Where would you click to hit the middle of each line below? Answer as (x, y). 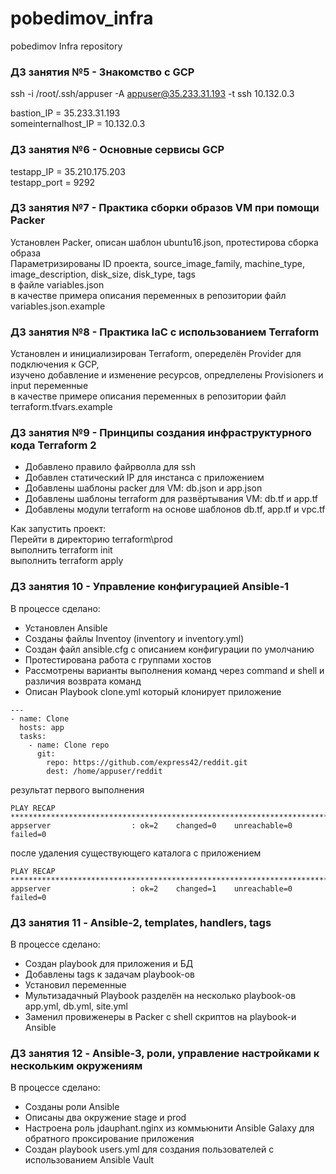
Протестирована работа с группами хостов (118, 659)
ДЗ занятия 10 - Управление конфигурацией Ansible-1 (150, 587)
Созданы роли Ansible (72, 1107)
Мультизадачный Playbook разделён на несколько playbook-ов (160, 996)
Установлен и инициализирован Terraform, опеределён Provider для (156, 354)
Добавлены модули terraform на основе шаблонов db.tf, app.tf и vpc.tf (175, 509)
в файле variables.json (57, 284)
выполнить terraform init (61, 550)
